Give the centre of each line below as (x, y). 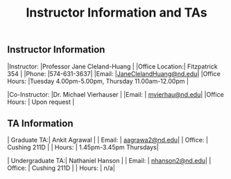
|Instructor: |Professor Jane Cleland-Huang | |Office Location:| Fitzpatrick (112, 66)
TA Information (40, 123)
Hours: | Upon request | (41, 102)
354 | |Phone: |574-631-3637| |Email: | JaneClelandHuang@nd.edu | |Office (114, 73)
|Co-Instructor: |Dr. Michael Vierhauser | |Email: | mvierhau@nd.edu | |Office (115, 94)
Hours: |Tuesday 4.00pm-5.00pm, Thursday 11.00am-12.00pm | (98, 81)
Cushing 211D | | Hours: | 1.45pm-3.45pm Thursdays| (83, 147)
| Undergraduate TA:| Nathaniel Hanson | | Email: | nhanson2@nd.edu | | (109, 161)
